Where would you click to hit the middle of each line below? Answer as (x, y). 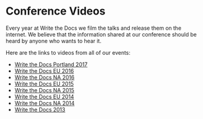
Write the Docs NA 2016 (45, 77)
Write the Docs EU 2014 (44, 97)
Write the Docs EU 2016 (44, 70)
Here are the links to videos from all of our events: (68, 52)
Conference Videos (55, 11)
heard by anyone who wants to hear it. (54, 41)
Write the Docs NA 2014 (45, 103)
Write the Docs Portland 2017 (51, 64)
